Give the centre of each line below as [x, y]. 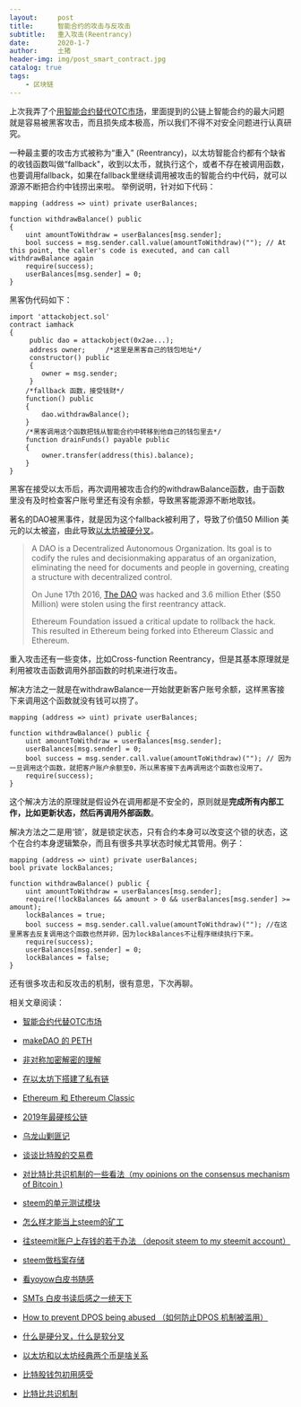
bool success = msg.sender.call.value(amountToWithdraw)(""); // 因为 [159, 758]
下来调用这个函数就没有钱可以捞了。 [76, 700]
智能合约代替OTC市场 [62, 1021]
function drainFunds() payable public [98, 440]
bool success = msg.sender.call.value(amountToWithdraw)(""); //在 [153, 924]
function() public [60, 399]
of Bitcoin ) [43, 1184]
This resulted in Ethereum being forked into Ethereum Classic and [152, 630]
